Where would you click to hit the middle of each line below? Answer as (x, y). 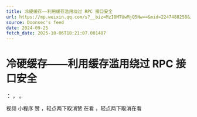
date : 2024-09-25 (27, 28)
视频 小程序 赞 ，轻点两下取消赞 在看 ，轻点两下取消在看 (74, 108)
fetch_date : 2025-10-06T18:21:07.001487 (56, 33)
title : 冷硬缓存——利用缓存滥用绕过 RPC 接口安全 (60, 11)
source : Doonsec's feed (35, 22)
